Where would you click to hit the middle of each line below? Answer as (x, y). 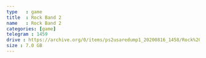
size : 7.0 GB (25, 46)
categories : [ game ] (31, 29)
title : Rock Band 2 (34, 18)
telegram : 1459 (27, 34)
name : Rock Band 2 (34, 23)
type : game (25, 12)
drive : (16, 40)
